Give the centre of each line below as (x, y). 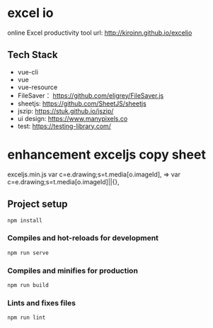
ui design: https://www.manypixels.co (73, 118)
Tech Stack (33, 55)
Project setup (38, 204)
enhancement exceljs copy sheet (107, 154)
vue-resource (38, 87)
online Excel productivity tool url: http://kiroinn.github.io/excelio (100, 33)
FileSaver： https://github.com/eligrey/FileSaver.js (91, 95)
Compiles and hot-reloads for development (83, 238)
